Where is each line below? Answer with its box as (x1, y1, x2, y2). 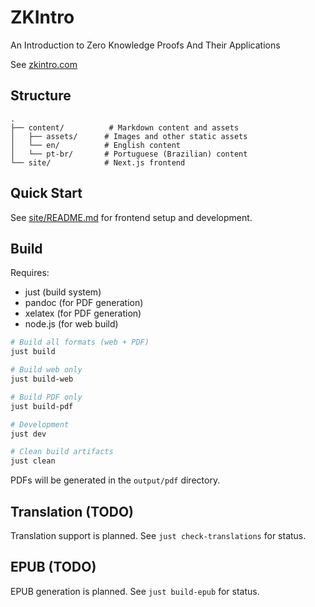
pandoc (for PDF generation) (24, 297, 144, 309)
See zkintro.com (10, 58, 78, 70)
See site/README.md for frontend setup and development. (10, 211, 253, 223)
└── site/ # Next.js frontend (10, 157, 186, 168)
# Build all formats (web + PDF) (10, 337, 150, 348)
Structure (10, 87, 72, 105)
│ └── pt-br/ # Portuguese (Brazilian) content (10, 149, 248, 159)
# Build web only (10, 365, 83, 375)
